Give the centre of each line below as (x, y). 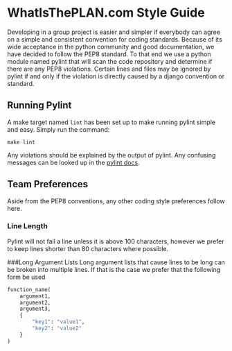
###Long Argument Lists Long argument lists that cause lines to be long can (116, 262)
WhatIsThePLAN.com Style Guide (106, 13)
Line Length (28, 226)
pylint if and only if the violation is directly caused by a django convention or (116, 76)
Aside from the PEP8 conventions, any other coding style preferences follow (116, 201)
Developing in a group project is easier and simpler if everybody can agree (114, 32)
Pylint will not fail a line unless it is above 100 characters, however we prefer (116, 241)
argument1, (35, 296)
